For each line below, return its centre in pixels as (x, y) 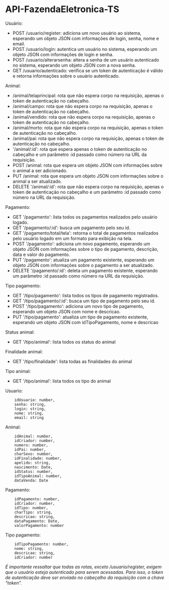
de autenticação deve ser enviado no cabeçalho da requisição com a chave (85, 577)
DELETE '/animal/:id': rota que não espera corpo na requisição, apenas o (88, 186)
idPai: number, (30, 449)
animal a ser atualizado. (37, 181)
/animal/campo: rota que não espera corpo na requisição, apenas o (82, 106)
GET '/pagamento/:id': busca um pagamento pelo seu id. (71, 228)
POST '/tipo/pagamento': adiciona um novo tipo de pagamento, (78, 306)
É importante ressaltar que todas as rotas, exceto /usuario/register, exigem (83, 567)
